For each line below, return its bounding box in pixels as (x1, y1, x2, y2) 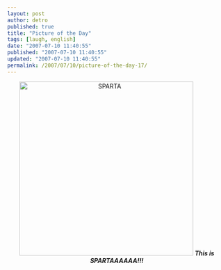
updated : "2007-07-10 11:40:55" (7, 56, 101, 63)
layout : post (7, 10, 45, 17)
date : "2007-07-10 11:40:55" (7, 42, 92, 49)
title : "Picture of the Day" (7, 29, 92, 37)
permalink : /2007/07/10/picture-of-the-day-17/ (7, 62, 148, 69)
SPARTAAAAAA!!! (90, 256, 144, 264)
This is (194, 248, 215, 257)
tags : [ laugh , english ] (7, 36, 76, 43)
